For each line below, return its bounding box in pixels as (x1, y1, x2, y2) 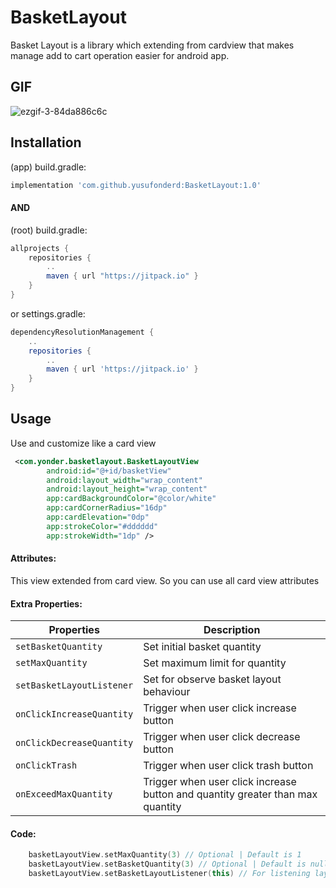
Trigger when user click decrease (143, 730, 301, 744)
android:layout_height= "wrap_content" (46, 484, 208, 495)
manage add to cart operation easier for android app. (10, 49, 230, 61)
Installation (10, 134, 82, 151)
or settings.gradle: (10, 307, 86, 320)
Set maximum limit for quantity (143, 656, 287, 670)
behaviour (143, 685, 191, 699)
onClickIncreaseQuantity (15, 709, 134, 720)
